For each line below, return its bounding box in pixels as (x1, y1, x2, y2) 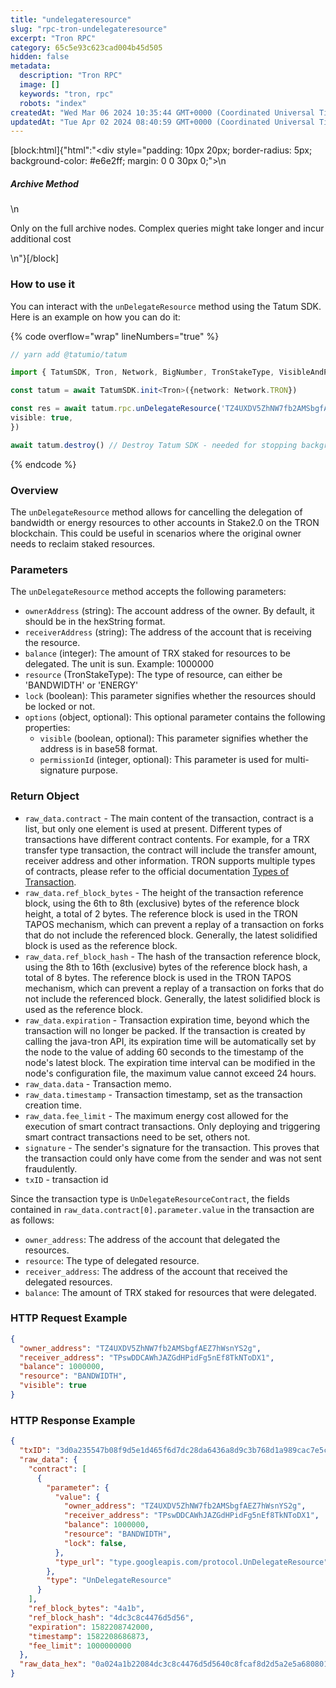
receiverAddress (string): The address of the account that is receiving (24, 626, 312, 638)
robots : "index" (19, 98, 87, 108)
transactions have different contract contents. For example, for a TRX (24, 833, 311, 845)
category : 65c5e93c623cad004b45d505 (10, 42, 163, 53)
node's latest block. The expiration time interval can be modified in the (24, 1056, 316, 1068)
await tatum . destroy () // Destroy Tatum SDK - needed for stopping (10, 440, 298, 450)
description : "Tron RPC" (19, 71, 123, 81)
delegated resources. (24, 1276, 113, 1288)
